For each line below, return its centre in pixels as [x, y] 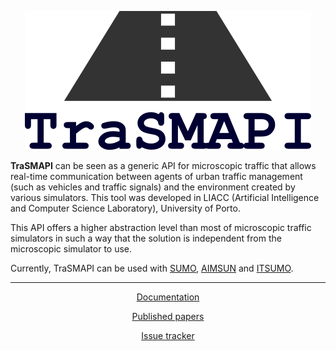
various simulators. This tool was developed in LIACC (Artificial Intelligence [165, 197]
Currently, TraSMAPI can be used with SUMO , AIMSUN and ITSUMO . [152, 268]
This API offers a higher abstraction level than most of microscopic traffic [161, 227]
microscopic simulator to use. [71, 249]
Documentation [168, 297]
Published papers [168, 316]
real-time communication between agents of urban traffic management [156, 176]
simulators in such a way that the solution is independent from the [146, 238]
